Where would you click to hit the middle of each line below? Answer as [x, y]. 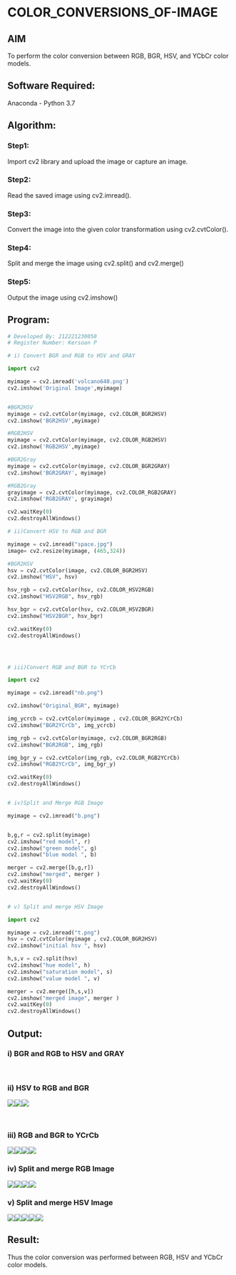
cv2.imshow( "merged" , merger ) [54, 875]
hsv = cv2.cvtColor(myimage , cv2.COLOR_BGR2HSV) [83, 939]
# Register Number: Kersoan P [52, 343]
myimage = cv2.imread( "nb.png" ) [55, 693]
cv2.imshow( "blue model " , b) [52, 855]
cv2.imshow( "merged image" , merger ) [63, 998]
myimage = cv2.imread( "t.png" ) [54, 933]
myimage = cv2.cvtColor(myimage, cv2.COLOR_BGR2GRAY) [89, 466]
